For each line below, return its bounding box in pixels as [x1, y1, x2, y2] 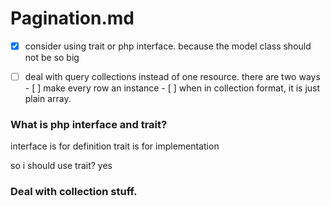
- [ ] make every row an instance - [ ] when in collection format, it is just [24, 82, 321, 94]
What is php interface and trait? [10, 117, 168, 131]
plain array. [24, 93, 72, 105]
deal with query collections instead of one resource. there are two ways [24, 71, 321, 82]
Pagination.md [10, 7, 135, 30]
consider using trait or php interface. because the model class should [24, 40, 312, 52]
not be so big [24, 52, 80, 63]
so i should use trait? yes [10, 160, 113, 172]
